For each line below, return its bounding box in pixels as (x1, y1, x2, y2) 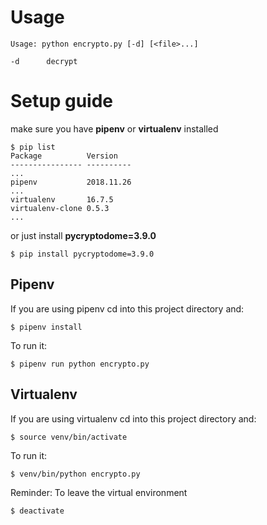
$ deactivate (10, 506, 65, 516)
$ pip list (10, 142, 56, 152)
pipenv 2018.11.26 (10, 177, 132, 187)
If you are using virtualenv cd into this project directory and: (10, 412, 257, 425)
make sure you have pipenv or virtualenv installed (10, 122, 219, 135)
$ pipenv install (10, 322, 83, 332)
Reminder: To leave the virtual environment (10, 486, 188, 498)
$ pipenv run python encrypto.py (10, 359, 150, 369)
